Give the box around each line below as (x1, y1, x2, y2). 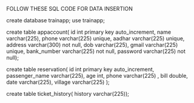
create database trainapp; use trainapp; (6, 17, 105, 23)
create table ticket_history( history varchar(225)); (6, 90, 129, 97)
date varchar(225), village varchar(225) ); (6, 78, 110, 86)
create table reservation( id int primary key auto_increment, (6, 66, 155, 73)
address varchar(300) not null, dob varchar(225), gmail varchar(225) (6, 42, 178, 48)
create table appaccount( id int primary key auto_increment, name (6, 28, 172, 36)
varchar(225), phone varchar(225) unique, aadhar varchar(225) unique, (6, 35, 185, 42)
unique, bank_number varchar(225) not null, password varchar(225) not (6, 48, 186, 55)
